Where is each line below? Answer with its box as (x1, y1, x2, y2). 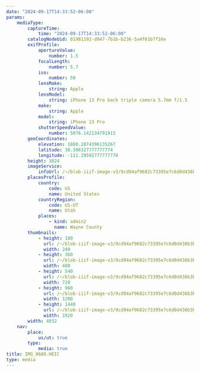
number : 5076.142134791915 (48, 130, 116, 137)
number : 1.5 (48, 53, 79, 59)
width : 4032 (27, 318, 58, 324)
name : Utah (48, 207, 76, 214)
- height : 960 (37, 285, 73, 291)
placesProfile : (27, 175, 65, 181)
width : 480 (43, 263, 70, 269)
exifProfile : (27, 42, 60, 48)
